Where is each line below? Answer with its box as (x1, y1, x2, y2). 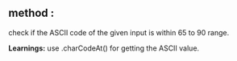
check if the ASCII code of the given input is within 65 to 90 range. (8, 27, 230, 37)
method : (8, 6, 55, 20)
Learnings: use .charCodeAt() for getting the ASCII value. (8, 43, 200, 53)
